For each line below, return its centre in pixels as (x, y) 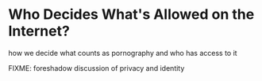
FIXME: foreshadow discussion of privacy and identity (96, 68)
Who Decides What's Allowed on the (131, 15)
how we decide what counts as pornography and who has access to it (123, 53)
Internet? (39, 31)
